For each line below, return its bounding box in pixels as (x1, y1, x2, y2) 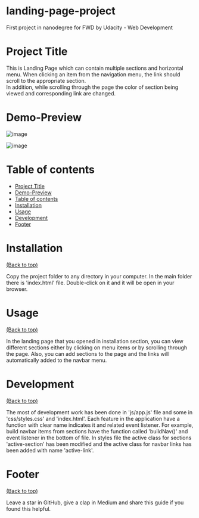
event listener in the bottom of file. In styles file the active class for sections (6, 434, 192, 441)
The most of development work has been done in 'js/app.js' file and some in (6, 408, 192, 415)
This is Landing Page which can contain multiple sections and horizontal (6, 64, 184, 72)
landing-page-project (6, 4, 116, 18)
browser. (6, 285, 28, 293)
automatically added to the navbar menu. (6, 356, 107, 364)
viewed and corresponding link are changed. (6, 89, 116, 97)
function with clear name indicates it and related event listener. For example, (6, 421, 194, 429)
